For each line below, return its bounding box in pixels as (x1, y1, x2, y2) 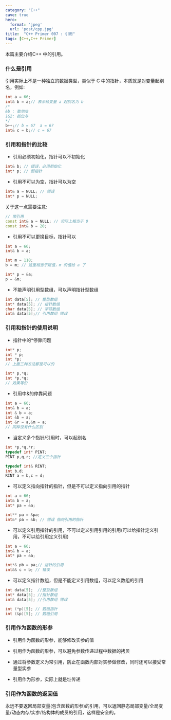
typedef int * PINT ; (5, 449, 47, 455)
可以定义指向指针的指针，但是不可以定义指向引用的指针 (12, 483, 130, 489)
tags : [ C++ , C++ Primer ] (5, 37, 56, 42)
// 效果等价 (5, 380, 28, 386)
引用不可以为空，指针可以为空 (12, 178, 76, 185)
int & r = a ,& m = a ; (5, 420, 47, 425)
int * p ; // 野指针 (5, 169, 43, 174)
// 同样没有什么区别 (5, 425, 43, 430)
